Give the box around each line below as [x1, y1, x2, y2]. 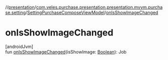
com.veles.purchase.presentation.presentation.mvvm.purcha [36, 4, 163, 10]
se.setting [5, 9, 26, 15]
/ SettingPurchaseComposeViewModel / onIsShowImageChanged [25, 9, 158, 15]
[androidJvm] [5, 43, 34, 49]
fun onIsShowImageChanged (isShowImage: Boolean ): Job [5, 48, 127, 54]
